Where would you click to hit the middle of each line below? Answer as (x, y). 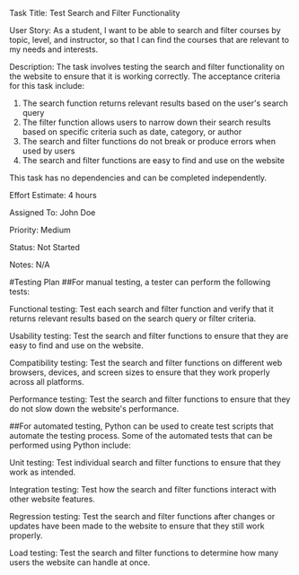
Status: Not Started (45, 247)
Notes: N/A (30, 265)
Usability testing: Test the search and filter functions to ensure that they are (149, 336)
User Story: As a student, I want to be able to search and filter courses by (145, 30)
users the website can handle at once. (80, 562)
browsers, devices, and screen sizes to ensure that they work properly (140, 372)
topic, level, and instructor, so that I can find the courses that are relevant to (149, 40)
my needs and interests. (54, 49)
